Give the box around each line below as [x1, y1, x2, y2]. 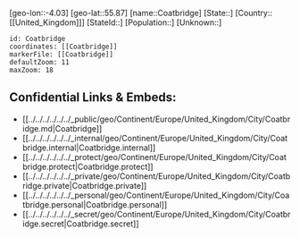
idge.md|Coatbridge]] [21, 123, 103, 133]
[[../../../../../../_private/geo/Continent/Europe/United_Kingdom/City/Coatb [21, 170, 291, 182]
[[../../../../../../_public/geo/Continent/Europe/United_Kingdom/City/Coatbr [21, 114, 291, 124]
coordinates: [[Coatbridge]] [9, 42, 118, 51]
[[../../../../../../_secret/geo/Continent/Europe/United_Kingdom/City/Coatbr [21, 208, 291, 219]
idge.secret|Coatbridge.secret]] [21, 218, 139, 229]
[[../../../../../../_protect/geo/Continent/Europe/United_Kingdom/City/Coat [21, 151, 287, 162]
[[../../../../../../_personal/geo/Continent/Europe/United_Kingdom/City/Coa [21, 190, 290, 200]
